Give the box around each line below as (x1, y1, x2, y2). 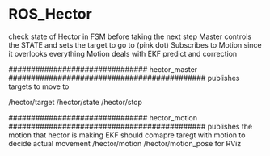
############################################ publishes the (8, 121, 253, 131)
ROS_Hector (8, 5, 93, 23)
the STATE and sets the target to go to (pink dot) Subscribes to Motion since (8, 40, 263, 49)
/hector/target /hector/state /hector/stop (8, 97, 143, 107)
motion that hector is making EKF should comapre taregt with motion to (8, 130, 246, 140)
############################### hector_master (8, 64, 198, 74)
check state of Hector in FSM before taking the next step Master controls (8, 32, 252, 41)
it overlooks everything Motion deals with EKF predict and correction (8, 48, 238, 58)
